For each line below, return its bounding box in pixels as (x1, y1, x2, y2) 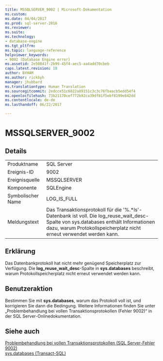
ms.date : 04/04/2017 (5, 16, 47, 21)
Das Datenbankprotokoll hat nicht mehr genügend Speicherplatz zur (5, 260, 142, 266)
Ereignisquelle (7, 176, 40, 183)
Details (5, 147, 27, 155)
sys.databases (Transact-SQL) (5, 350, 66, 356)
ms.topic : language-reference (5, 48, 66, 53)
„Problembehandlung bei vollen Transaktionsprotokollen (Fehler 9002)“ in (5, 308, 152, 314)
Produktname (7, 161, 38, 167)
